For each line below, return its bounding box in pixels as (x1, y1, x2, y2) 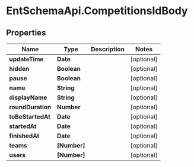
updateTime (9, 55, 44, 63)
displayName (9, 93, 47, 101)
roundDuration (9, 103, 52, 111)
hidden (9, 65, 30, 73)
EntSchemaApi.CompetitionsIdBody (6, 4, 188, 18)
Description (91, 45, 125, 53)
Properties (6, 28, 46, 38)
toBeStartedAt (9, 113, 50, 120)
